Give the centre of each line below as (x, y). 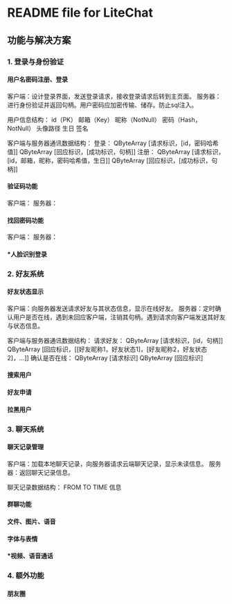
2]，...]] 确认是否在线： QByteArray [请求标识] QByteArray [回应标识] (105, 358)
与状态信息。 (25, 326)
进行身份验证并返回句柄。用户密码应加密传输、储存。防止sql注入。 (102, 105)
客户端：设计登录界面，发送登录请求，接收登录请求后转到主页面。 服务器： (114, 96)
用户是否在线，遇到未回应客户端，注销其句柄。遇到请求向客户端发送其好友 (119, 317)
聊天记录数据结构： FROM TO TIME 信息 (64, 487)
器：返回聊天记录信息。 (41, 472)
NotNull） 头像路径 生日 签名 (48, 128)
